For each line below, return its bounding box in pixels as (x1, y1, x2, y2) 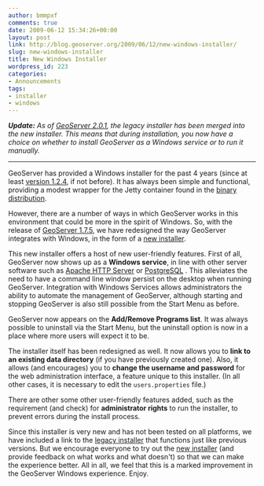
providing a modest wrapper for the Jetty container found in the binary (8, 186, 237, 195)
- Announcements (8, 77, 61, 85)
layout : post (8, 33, 51, 42)
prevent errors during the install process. (8, 412, 141, 422)
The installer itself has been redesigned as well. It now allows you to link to (8, 347, 251, 356)
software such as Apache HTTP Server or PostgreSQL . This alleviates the (8, 266, 248, 275)
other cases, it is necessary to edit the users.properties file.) (8, 380, 207, 389)
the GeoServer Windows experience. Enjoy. (8, 469, 149, 478)
